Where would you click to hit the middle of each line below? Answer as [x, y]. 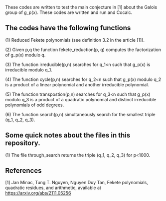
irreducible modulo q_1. [29, 69]
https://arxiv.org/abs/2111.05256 [38, 193]
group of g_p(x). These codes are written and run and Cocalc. [69, 12]
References [23, 171]
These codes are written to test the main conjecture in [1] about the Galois [81, 7]
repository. [23, 143]
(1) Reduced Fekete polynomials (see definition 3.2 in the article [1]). [75, 40]
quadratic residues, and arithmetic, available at [53, 188]
